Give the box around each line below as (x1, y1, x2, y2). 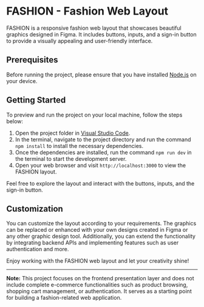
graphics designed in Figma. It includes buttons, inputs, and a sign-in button (6, 30, 197, 38)
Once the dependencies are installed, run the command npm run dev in (15, 149, 192, 156)
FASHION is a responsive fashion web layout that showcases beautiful (6, 24, 182, 32)
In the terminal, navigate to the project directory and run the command (15, 135, 191, 143)
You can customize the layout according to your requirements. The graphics (6, 220, 197, 227)
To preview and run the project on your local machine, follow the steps (6, 111, 183, 118)
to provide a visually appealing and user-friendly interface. (6, 37, 153, 44)
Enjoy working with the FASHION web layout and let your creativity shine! (6, 257, 189, 265)
